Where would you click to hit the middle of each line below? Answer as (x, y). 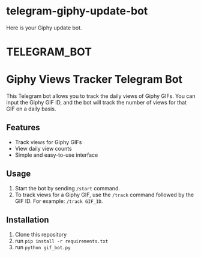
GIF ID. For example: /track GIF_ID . (59, 201)
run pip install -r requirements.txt (61, 241)
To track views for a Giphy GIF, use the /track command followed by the (104, 195)
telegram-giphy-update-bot (77, 11)
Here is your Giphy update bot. (44, 28)
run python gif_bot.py (43, 247)
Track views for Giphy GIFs (48, 142)
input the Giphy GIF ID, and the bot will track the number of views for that (97, 103)
